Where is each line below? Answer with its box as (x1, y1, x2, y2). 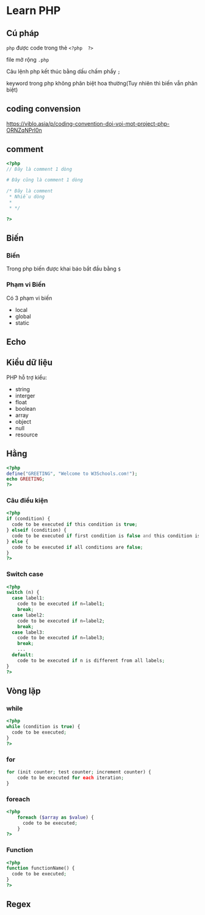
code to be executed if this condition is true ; (12, 521, 138, 528)
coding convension (6, 104, 81, 114)
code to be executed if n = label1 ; (17, 601, 105, 607)
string (15, 385, 31, 392)
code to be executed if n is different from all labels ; (17, 657, 165, 664)
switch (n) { (6, 590, 40, 596)
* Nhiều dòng (9, 193, 45, 200)
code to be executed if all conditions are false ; (12, 544, 143, 550)
